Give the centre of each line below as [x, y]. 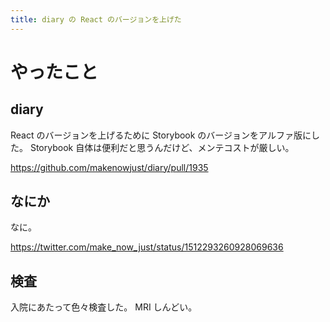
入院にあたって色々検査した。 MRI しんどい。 [104, 307]
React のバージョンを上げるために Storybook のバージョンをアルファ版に [161, 135]
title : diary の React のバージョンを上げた [96, 19]
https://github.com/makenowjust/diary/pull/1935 [109, 167]
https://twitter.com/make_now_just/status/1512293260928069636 [147, 247]
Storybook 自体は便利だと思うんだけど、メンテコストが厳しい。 [162, 147]
